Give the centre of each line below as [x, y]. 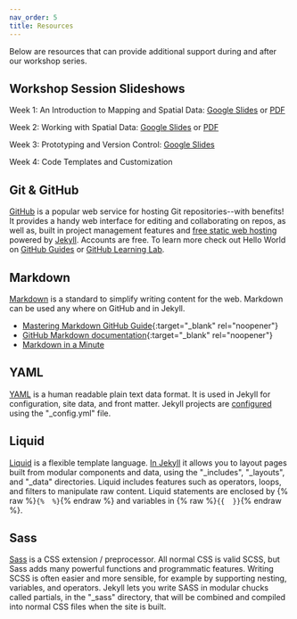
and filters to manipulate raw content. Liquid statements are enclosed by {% [148, 491]
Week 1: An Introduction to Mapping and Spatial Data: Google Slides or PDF [147, 110]
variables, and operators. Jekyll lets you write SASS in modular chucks [139, 588]
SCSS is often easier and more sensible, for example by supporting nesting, [148, 578]
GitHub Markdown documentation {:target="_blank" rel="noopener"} [148, 334]
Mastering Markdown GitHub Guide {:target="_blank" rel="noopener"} [150, 326]
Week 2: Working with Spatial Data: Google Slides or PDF [114, 128]
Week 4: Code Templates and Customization [91, 162]
